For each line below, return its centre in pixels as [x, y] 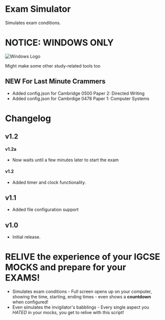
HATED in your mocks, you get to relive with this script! [68, 313]
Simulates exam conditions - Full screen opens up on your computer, [82, 291]
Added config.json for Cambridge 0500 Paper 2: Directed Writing [78, 93]
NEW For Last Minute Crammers [55, 82]
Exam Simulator [38, 9]
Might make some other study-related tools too [53, 66]
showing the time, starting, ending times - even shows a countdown [82, 297]
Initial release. [26, 237]
